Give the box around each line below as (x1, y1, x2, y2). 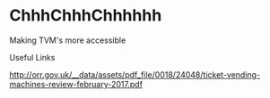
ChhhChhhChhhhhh (9, 5, 162, 26)
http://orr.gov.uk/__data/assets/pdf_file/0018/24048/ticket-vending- (9, 69, 261, 80)
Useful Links (9, 52, 56, 62)
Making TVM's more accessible (9, 35, 126, 45)
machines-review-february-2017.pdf (9, 78, 144, 89)
